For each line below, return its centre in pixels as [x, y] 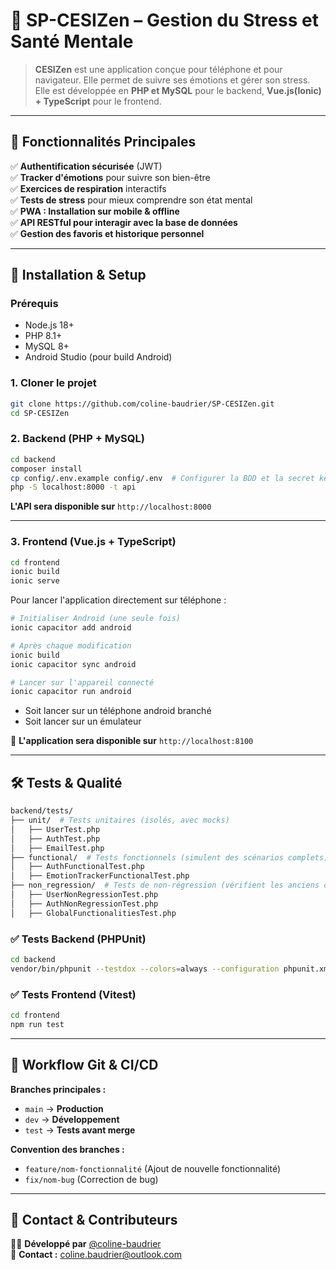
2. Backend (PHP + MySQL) [77, 439]
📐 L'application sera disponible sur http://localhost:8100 [132, 741]
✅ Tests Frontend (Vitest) [73, 994]
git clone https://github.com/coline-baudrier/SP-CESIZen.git [142, 404]
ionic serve [35, 581]
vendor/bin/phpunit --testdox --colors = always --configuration [145, 969]
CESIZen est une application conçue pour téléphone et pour [158, 69]
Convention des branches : [67, 1149]
